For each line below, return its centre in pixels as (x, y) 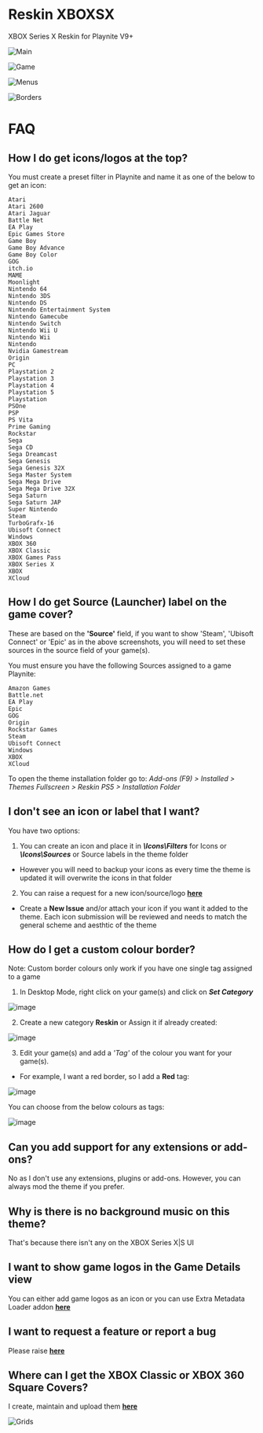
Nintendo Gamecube (38, 316)
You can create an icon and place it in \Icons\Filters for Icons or (123, 845)
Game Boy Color (33, 254)
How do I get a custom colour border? (102, 949)
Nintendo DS (27, 303)
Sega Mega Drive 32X (42, 488)
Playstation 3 (31, 378)
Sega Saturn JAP (35, 502)
